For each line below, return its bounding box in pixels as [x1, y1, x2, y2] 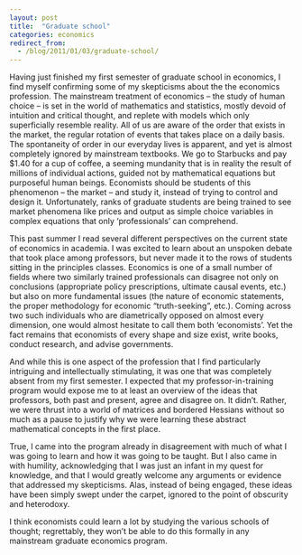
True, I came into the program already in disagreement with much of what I [9, 441, 287, 452]
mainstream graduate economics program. [9, 535, 169, 547]
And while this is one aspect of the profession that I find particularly [9, 356, 261, 367]
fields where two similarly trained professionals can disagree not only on [9, 272, 279, 283]
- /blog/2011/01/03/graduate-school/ [17, 47, 160, 56]
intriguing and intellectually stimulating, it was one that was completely [9, 366, 272, 377]
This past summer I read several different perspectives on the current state [9, 233, 288, 244]
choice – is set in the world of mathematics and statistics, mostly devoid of [9, 100, 287, 111]
